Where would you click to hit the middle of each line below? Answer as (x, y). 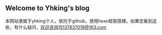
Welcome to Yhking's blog (47, 8)
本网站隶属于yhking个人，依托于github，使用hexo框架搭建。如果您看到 (79, 21)
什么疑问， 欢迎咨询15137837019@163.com (62, 27)
